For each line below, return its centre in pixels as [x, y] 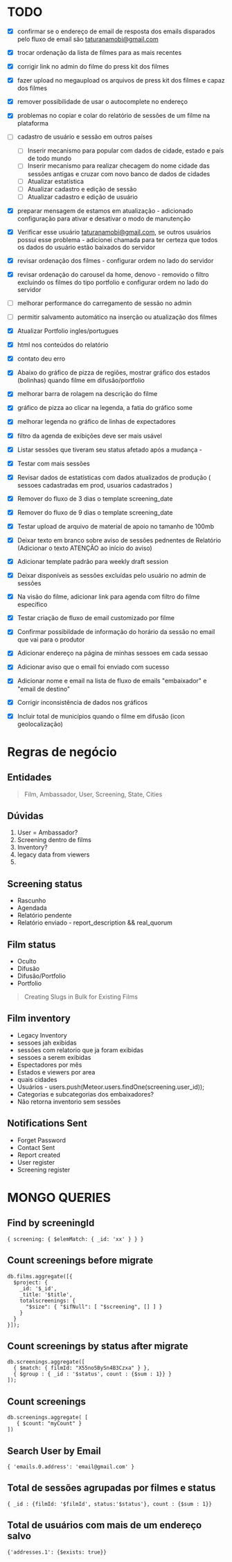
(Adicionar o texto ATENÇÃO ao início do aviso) [84, 548]
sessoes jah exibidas [47, 1042]
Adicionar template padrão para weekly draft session [92, 561]
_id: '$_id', [38, 1288]
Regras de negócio [62, 752]
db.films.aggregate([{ [40, 1276]
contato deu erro [41, 359]
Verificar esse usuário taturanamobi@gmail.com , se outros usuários [114, 232]
